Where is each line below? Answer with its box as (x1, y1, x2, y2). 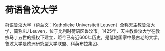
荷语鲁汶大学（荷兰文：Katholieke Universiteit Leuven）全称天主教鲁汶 (5, 22, 151, 28)
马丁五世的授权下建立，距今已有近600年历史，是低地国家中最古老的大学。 (9, 34, 162, 40)
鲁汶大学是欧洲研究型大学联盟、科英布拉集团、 (5, 40, 101, 46)
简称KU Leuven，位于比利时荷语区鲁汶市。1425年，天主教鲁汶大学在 (13, 28, 156, 34)
